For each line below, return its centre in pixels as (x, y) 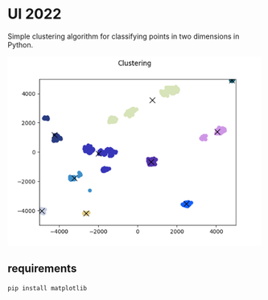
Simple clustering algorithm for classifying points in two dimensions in (124, 36)
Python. (21, 44)
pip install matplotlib (47, 288)
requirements (42, 269)
